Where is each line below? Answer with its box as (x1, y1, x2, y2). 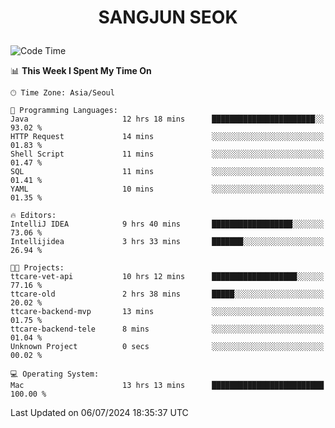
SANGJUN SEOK (98, 6, 238, 29)
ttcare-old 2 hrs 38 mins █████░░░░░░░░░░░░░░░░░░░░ (10, 289, 325, 300)
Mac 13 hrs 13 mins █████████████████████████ (10, 381, 325, 391)
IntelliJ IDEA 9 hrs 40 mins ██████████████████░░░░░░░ (10, 219, 325, 230)
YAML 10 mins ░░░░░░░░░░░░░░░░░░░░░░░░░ (10, 184, 325, 195)
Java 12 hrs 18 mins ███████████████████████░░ (10, 114, 325, 125)
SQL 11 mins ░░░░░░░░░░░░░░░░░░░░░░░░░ (10, 167, 325, 177)
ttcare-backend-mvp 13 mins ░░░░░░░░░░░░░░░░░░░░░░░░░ (10, 307, 325, 317)
